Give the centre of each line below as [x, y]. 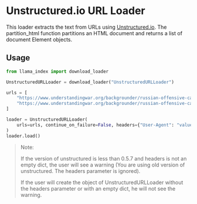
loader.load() [23, 136]
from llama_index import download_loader [57, 72]
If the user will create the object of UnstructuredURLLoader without [102, 182]
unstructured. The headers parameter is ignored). [80, 171]
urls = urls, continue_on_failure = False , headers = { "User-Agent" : [96, 125]
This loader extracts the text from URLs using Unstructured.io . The [86, 27]
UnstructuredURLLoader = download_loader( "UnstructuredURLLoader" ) [90, 82]
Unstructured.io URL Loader [76, 11]
